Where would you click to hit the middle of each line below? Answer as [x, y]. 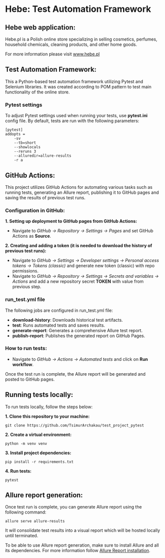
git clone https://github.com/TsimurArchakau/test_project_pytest [75, 425]
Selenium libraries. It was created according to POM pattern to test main [78, 86]
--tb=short [25, 143]
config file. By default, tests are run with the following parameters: [72, 121]
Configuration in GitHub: [35, 210]
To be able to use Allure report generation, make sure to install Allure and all [82, 545]
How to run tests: [26, 348]
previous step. [27, 287]
